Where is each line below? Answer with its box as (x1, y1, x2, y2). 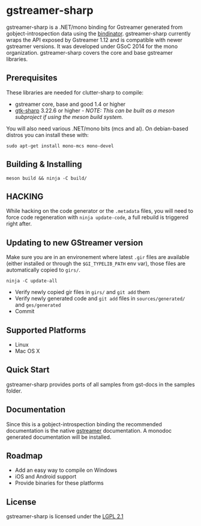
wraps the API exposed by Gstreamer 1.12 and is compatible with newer (6, 36, 183, 43)
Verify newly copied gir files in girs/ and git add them (14, 289, 150, 296)
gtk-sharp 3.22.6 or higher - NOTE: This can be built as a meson (14, 106, 175, 114)
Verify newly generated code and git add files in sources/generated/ (14, 295, 185, 302)
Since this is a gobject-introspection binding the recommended (6, 420, 162, 427)
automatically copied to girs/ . (6, 266, 81, 274)
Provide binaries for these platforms (14, 479, 104, 487)
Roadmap (6, 451, 43, 461)
